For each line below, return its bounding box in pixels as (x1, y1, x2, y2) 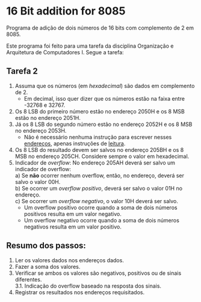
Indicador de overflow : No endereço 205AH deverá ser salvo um (14, 159, 176, 166)
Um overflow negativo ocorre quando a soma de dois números (23, 216, 179, 224)
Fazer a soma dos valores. (14, 263, 81, 270)
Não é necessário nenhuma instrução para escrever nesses (23, 133, 172, 140)
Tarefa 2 (6, 66, 38, 77)
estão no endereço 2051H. (14, 114, 81, 121)
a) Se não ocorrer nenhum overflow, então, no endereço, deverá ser (14, 172, 185, 179)
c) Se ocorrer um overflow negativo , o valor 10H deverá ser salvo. (14, 197, 179, 204)
